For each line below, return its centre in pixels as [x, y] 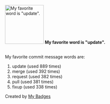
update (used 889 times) [36, 66]
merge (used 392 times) [36, 71]
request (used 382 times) [37, 77]
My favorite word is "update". [75, 42]
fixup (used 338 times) [35, 87]
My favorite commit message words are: [45, 57]
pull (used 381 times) [33, 82]
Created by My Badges [28, 96]
